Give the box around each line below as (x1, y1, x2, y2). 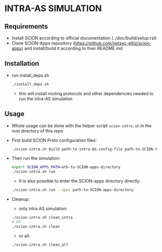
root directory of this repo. (11, 128, 65, 134)
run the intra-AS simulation (18, 96, 73, 101)
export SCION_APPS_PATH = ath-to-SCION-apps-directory (11, 165, 121, 170)
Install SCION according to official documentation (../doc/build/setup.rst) (11, 35, 157, 41)
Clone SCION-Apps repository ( (11, 40, 75, 46)
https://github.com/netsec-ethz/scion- (74, 40, 152, 46)
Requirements (4, 22, 48, 31)
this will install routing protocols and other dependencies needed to (18, 90, 154, 96)
